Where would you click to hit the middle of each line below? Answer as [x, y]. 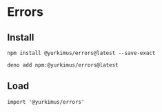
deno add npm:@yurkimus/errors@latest [63, 65]
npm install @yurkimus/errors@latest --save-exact [81, 53]
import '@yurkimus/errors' [46, 102]
